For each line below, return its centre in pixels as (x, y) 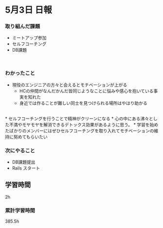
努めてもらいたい (30, 137)
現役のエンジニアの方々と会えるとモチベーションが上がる (70, 85)
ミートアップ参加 (29, 38)
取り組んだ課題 (23, 26)
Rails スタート (26, 168)
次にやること (20, 150)
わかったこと (20, 73)
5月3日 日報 (29, 10)
